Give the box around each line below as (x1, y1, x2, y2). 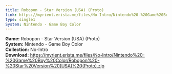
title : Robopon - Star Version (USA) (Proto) (5, 7, 104, 13)
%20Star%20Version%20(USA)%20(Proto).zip (5, 63, 105, 69)
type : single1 (5, 17, 36, 22)
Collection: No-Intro (5, 46, 49, 53)
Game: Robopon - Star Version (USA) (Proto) (5, 36, 100, 42)
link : (5, 12, 17, 17)
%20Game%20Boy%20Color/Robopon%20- (5, 57, 100, 64)
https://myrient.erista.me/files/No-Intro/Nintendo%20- (30, 52, 145, 58)
